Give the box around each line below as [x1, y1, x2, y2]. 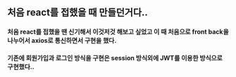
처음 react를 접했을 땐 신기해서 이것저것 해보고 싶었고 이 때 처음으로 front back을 [7, 27, 229, 36]
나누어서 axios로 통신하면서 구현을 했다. [7, 36, 117, 44]
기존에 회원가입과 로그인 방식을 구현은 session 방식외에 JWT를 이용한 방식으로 [7, 53, 223, 62]
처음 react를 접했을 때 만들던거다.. [7, 6, 148, 19]
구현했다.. [7, 62, 35, 71]
